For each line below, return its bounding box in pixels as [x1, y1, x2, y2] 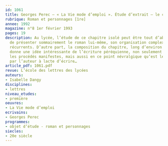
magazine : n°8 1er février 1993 [5, 26, 72, 31]
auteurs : [5, 73, 23, 78]
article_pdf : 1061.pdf [5, 63, 52, 68]
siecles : [5, 128, 23, 133]
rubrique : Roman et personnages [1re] [5, 17, 86, 22]
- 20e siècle [5, 133, 32, 138]
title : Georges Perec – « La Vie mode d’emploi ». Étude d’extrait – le [5, 12, 160, 17]
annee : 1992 [5, 21, 30, 27]
